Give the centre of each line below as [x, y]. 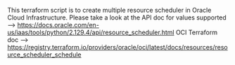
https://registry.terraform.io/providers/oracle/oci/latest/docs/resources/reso [118, 47]
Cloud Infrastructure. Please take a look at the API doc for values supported [117, 17]
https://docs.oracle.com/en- [58, 25]
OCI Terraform [197, 32]
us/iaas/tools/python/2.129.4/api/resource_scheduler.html [91, 32]
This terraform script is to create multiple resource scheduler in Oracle [109, 10]
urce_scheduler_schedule [44, 55]
